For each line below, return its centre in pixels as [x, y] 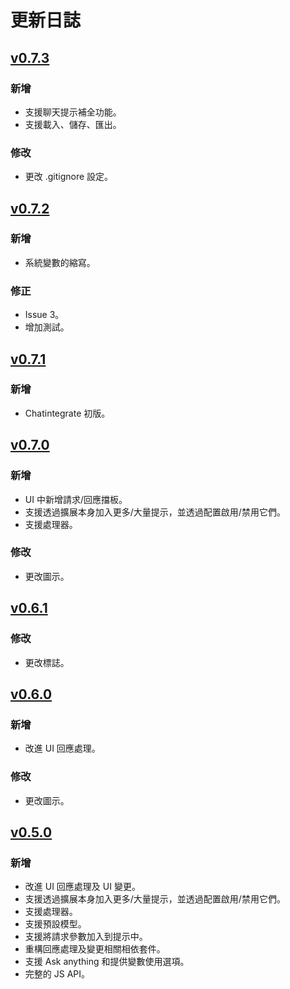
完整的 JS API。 [57, 974]
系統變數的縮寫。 [60, 262]
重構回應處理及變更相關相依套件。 [95, 949]
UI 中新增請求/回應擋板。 [76, 499]
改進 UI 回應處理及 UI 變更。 [82, 887]
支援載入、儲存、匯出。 [73, 124]
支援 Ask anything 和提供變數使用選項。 [107, 962]
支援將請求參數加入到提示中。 [86, 937]
